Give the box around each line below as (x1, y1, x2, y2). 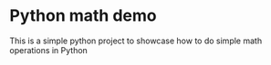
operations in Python (9, 44, 89, 55)
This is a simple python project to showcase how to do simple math (9, 35, 263, 46)
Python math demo (9, 5, 157, 26)
